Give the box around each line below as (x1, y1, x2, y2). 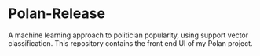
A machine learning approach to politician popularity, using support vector (8, 30, 249, 40)
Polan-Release (8, 5, 106, 23)
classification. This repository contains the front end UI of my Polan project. (8, 38, 253, 47)
